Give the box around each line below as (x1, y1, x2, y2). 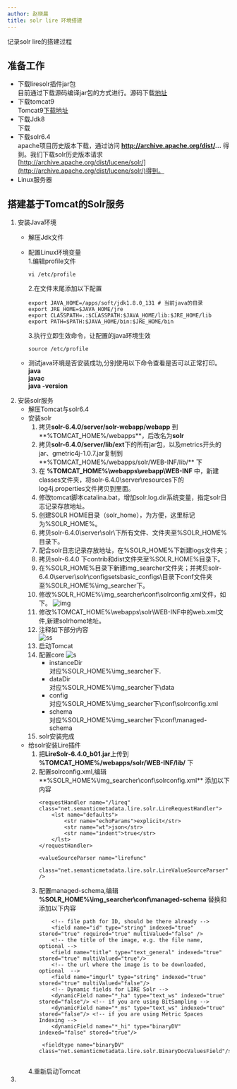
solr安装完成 (38, 732, 75, 741)
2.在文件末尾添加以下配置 (28, 284, 102, 293)
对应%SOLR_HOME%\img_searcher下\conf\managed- (49, 716, 207, 724)
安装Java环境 (17, 218, 57, 226)
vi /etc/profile (28, 271, 76, 279)
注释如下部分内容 (38, 626, 89, 634)
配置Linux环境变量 (28, 248, 82, 257)
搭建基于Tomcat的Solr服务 (7, 198, 125, 210)
